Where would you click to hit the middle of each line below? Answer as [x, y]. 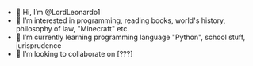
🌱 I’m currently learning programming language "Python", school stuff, [130, 37]
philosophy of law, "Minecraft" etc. [72, 29]
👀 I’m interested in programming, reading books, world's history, [121, 20]
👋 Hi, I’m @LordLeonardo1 [58, 12]
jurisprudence [38, 46]
